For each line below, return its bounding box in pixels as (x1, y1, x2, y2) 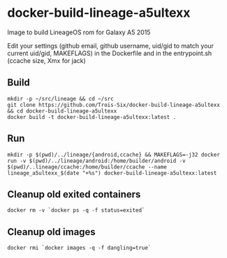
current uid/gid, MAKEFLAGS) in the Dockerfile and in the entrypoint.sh (7, 49, 212, 57)
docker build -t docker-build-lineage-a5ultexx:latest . (7, 113, 177, 120)
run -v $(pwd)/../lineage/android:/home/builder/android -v (7, 157, 186, 164)
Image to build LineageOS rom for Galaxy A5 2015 (7, 28, 151, 36)
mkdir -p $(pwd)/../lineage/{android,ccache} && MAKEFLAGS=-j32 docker (7, 151, 220, 158)
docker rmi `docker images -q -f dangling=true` (7, 245, 152, 252)
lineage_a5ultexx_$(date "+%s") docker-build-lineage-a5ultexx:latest (7, 169, 217, 176)
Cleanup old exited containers (7, 188, 141, 200)
